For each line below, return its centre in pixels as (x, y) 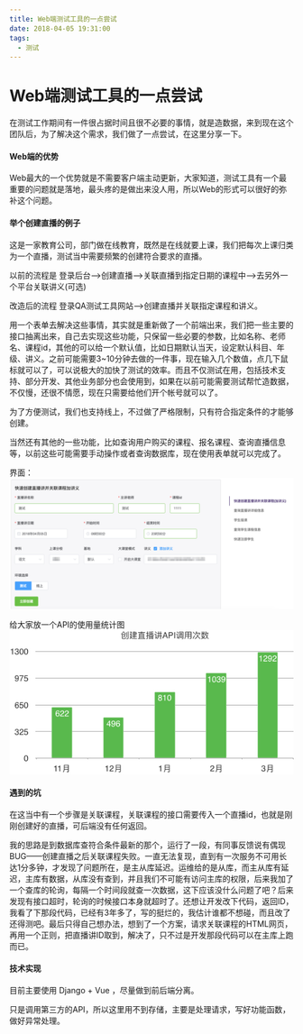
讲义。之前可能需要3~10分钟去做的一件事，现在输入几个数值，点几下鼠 (156, 358)
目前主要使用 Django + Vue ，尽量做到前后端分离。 (104, 990)
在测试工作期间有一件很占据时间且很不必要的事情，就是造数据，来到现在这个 (151, 123)
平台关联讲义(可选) (52, 286)
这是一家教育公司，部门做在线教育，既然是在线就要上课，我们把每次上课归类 (151, 244)
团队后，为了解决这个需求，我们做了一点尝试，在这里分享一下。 (128, 134)
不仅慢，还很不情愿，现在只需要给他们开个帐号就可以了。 (116, 392)
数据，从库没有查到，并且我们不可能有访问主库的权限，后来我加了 (171, 878)
